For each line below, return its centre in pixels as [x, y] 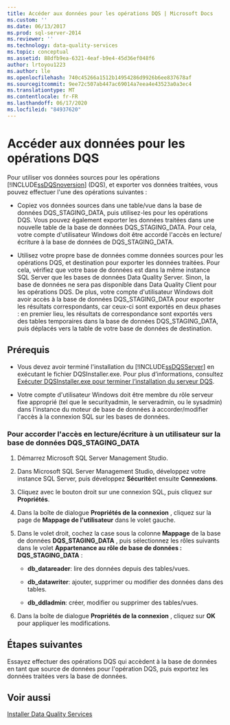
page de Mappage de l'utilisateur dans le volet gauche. [96, 520]
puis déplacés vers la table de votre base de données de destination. [115, 328]
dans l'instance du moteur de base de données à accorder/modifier [112, 409]
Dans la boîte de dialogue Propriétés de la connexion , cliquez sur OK [116, 616]
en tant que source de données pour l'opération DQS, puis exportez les [108, 669]
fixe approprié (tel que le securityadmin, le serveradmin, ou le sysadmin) [119, 402]
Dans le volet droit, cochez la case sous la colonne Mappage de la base [119, 533]
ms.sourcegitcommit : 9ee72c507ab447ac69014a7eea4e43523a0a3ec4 [100, 84]
